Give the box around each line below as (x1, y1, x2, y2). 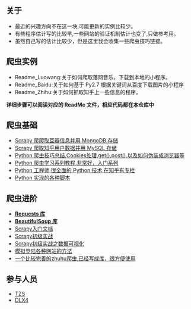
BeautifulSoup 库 (14, 218, 58, 225)
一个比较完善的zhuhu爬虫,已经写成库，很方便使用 (14, 255, 136, 262)
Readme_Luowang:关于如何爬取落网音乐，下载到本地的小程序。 (14, 73, 171, 80)
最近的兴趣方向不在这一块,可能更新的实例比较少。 (14, 23, 136, 30)
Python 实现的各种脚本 (14, 174, 71, 182)
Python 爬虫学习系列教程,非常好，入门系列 (14, 160, 119, 167)
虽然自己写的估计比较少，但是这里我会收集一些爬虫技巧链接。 (14, 38, 166, 45)
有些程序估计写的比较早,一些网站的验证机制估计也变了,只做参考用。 (14, 30, 179, 37)
